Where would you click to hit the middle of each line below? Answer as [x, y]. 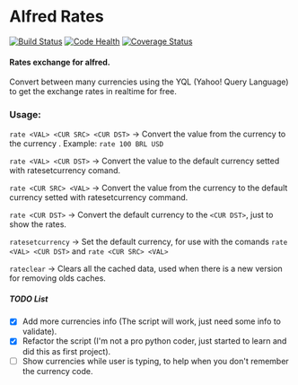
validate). [39, 332]
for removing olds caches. [57, 278]
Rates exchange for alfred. [60, 62]
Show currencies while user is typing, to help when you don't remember [155, 361]
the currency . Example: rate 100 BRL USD [87, 144]
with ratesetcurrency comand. [65, 171]
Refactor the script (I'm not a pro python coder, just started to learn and [154, 341]
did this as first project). [66, 351]
